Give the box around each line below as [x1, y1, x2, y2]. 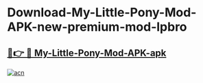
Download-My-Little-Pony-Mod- [7, 5, 197, 20]
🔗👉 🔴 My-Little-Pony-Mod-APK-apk [7, 47, 167, 59]
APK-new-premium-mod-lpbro [7, 19, 187, 35]
